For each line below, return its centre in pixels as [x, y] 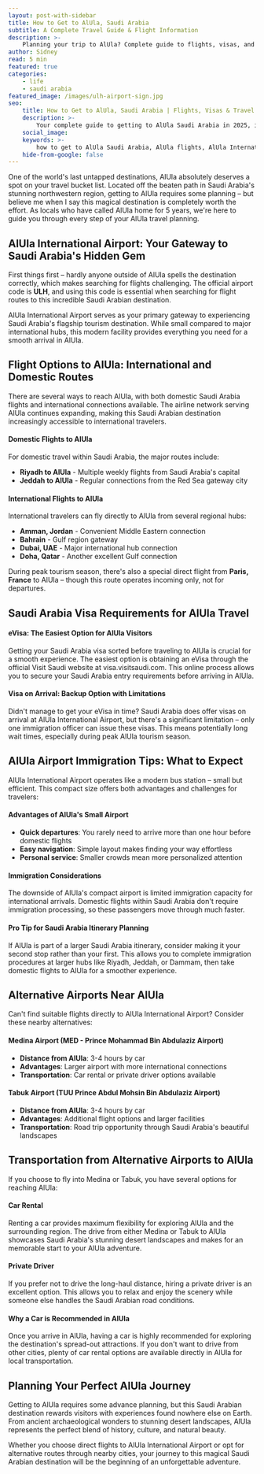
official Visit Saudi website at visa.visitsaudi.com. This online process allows [131, 667]
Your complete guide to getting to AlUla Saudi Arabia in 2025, [144, 125]
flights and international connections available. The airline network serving [129, 404]
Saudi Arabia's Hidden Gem [77, 256]
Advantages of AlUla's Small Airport [68, 815]
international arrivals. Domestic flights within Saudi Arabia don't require [123, 902]
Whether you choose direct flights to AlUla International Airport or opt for [126, 1445]
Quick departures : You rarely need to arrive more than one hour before [135, 832]
